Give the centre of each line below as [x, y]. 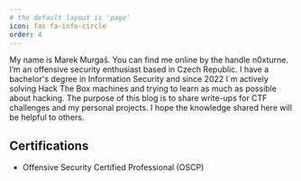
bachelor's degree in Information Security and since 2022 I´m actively [139, 79]
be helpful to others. [47, 117]
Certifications [49, 145]
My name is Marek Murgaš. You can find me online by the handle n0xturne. [149, 60]
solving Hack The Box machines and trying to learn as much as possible [143, 89]
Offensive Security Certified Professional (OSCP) [113, 167]
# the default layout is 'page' [70, 18]
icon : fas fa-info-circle [58, 26]
